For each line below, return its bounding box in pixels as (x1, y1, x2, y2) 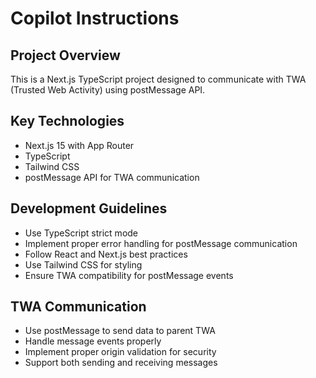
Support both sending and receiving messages (24, 357, 218, 369)
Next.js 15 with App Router (24, 139, 135, 151)
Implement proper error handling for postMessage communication (24, 237, 298, 249)
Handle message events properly (24, 335, 162, 347)
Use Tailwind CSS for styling (24, 258, 143, 271)
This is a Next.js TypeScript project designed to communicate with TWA (10, 73, 307, 85)
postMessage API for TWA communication (24, 171, 200, 183)
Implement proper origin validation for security (24, 346, 217, 358)
